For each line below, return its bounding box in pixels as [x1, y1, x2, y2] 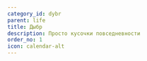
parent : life [7, 17, 46, 24]
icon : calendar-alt [7, 43, 65, 50]
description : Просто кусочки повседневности [7, 29, 141, 37]
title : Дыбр [7, 23, 42, 30]
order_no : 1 [7, 36, 42, 43]
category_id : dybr [7, 10, 61, 18]
